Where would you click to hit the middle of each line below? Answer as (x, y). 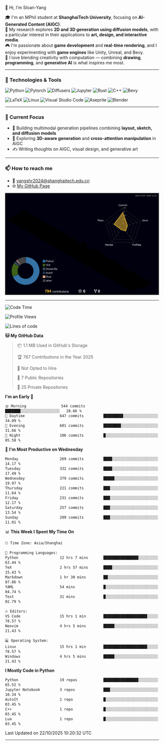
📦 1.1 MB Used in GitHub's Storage (52, 345)
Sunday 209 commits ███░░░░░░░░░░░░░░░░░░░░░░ (82, 518)
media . (12, 40)
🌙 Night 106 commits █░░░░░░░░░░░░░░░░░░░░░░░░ (82, 436)
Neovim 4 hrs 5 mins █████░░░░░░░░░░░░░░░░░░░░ (82, 626)
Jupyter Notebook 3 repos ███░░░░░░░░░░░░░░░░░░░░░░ (82, 690)
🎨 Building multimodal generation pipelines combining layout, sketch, (82, 128)
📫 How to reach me (29, 168)
